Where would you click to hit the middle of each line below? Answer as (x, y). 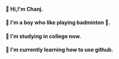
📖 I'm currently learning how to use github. (59, 50)
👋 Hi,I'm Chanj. (24, 9)
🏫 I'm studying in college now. (43, 36)
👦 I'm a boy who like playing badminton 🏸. (58, 23)
